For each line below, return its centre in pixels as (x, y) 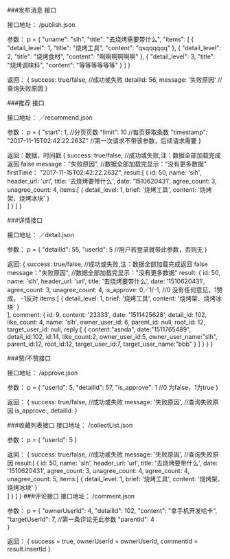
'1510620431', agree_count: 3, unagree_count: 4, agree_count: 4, (99, 471)
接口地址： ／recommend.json (50, 118)
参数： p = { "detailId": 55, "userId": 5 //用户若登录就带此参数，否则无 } (107, 249)
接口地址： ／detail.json (41, 235)
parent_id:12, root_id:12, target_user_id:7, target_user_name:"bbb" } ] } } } (110, 344)
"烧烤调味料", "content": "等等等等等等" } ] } (69, 65)
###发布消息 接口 (32, 10)
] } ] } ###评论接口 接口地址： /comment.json (71, 496)
